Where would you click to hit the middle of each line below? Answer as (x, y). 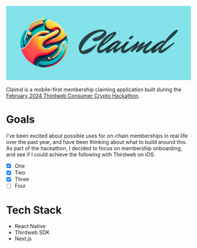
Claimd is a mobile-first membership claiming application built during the (94, 90)
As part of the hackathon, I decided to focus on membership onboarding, (94, 148)
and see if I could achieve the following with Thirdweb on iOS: (81, 155)
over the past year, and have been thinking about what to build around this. (97, 142)
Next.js (23, 239)
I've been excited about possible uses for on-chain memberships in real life (97, 136)
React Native (30, 226)
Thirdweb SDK (32, 233)
